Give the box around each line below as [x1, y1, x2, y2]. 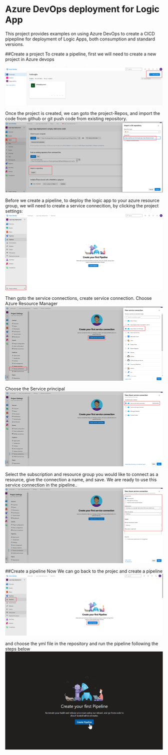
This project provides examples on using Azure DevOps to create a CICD [5, 30, 155, 36]
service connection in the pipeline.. [5, 482, 77, 488]
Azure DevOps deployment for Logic [5, 3, 160, 15]
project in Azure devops [5, 56, 54, 62]
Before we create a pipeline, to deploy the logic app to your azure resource [5, 197, 160, 203]
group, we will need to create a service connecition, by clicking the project [5, 203, 159, 209]
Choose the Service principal [5, 386, 65, 392]
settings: [5, 208, 23, 214]
